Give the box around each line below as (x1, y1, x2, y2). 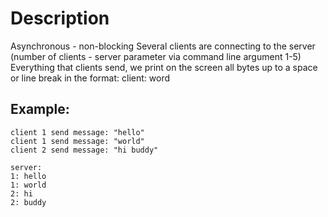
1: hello (10, 171, 47, 181)
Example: (10, 101, 70, 118)
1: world (10, 180, 47, 190)
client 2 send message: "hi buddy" (10, 145, 159, 155)
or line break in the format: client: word (10, 72, 171, 84)
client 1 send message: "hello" (10, 127, 145, 137)
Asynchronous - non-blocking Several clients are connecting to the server (10, 40, 316, 52)
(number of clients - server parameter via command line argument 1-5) (10, 50, 302, 62)
